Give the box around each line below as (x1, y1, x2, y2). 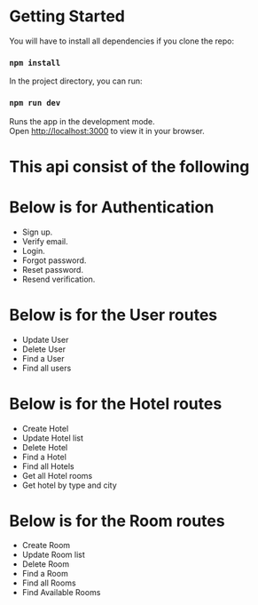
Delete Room (21, 559, 70, 569)
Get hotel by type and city (21, 480, 117, 490)
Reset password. (21, 264, 84, 275)
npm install (9, 58, 61, 68)
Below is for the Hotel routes (9, 394, 223, 414)
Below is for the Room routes (9, 511, 225, 530)
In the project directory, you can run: (9, 76, 143, 86)
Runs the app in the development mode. (9, 115, 155, 126)
